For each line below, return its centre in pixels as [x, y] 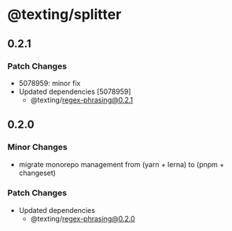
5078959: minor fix [50, 83]
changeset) [37, 173]
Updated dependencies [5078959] [75, 91]
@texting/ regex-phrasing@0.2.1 [82, 99]
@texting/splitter [64, 15]
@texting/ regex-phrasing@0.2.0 [83, 218]
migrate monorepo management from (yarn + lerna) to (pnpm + [122, 164]
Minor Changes [37, 147]
